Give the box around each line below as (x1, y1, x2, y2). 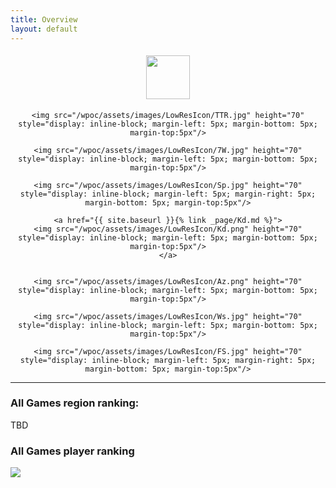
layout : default (10, 24, 78, 34)
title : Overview (10, 14, 78, 25)
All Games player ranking (10, 444, 135, 458)
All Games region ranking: (10, 396, 140, 410)
